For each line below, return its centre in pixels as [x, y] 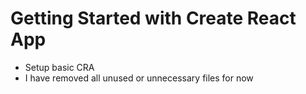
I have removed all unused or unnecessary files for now [139, 78]
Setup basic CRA [59, 67]
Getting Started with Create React [153, 18]
